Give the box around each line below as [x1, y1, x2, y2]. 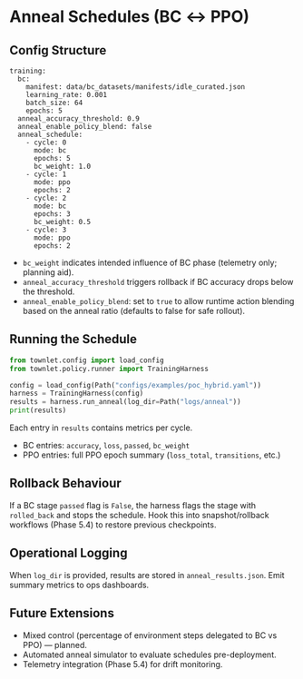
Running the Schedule [9, 331, 138, 347]
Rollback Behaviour [9, 476, 122, 491]
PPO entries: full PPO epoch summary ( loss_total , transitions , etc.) [22, 449, 281, 460]
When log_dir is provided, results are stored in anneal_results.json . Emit [9, 569, 285, 580]
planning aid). [22, 267, 74, 278]
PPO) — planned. [22, 639, 88, 650]
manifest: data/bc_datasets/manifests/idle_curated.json [25, 83, 246, 92]
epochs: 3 [33, 210, 71, 219]
